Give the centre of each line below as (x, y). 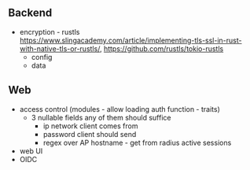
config (42, 57)
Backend (30, 13)
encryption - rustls (50, 31)
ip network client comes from (90, 126)
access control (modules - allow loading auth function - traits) (119, 109)
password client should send (90, 134)
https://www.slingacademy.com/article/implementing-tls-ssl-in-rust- (131, 40)
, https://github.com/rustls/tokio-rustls (162, 48)
